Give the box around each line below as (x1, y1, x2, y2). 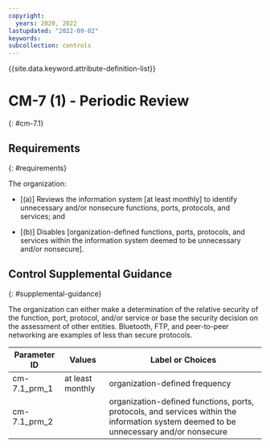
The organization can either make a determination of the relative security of (8, 304, 259, 314)
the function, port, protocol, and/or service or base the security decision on (8, 313, 259, 323)
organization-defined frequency (108, 377, 231, 388)
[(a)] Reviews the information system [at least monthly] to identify (19, 194, 238, 203)
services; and (19, 211, 66, 221)
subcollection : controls (8, 42, 92, 50)
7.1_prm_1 (12, 383, 54, 394)
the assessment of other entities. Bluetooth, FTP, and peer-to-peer (8, 321, 229, 331)
